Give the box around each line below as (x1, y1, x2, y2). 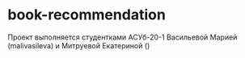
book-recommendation (7, 6, 167, 24)
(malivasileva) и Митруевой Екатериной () (7, 40, 150, 50)
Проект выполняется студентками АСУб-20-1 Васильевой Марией (7, 32, 238, 42)
